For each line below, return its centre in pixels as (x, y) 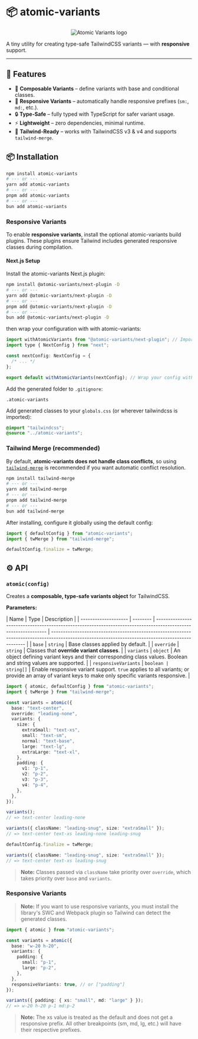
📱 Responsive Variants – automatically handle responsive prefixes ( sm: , (102, 101)
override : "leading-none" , (44, 713)
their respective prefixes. (51, 1030)
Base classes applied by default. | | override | (124, 644)
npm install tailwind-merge (41, 478)
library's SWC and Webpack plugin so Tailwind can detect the (95, 913)
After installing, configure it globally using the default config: (80, 522)
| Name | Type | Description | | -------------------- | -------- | (80, 619)
